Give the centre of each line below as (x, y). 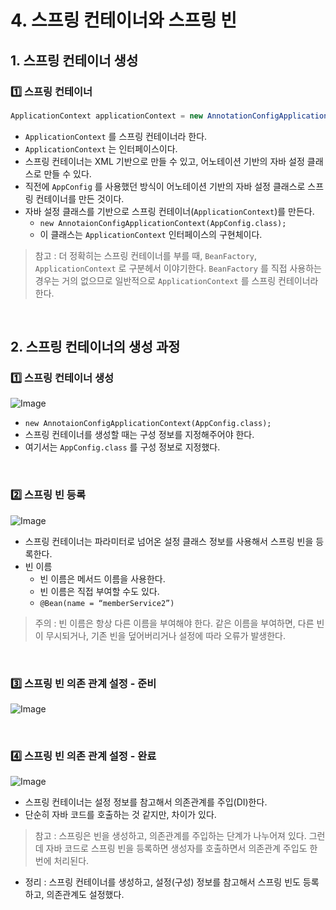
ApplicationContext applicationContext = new (106, 116)
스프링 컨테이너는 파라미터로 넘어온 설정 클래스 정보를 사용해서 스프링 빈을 (169, 541)
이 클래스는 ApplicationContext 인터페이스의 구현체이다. (151, 234)
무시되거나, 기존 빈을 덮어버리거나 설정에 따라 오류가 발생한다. (166, 635)
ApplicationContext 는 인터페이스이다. (101, 148)
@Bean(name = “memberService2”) (107, 603)
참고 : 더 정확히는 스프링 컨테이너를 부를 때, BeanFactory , (145, 255)
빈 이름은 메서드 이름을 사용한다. (102, 578)
